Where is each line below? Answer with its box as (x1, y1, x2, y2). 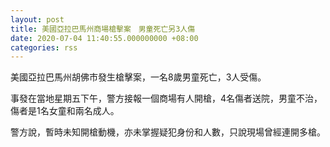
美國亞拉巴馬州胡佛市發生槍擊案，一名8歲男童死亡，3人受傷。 (10, 71, 267, 83)
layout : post (10, 14, 65, 25)
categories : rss (10, 42, 78, 53)
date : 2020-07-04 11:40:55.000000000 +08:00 (10, 33, 199, 43)
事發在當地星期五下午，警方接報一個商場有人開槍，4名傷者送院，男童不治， (10, 92, 323, 105)
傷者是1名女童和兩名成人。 (10, 105, 120, 117)
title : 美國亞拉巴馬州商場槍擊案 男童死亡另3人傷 (10, 24, 196, 34)
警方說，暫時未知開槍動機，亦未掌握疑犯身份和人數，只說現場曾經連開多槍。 (10, 126, 326, 138)
